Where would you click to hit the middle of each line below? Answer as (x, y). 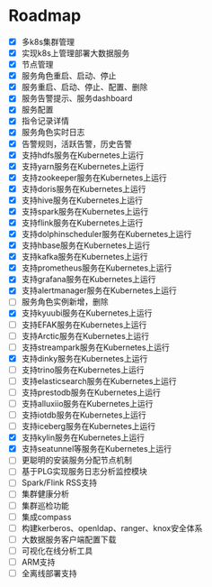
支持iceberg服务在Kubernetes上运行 (88, 426)
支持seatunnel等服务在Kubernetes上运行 (97, 449)
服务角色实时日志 (53, 133)
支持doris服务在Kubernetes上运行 (84, 188)
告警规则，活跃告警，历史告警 (76, 143)
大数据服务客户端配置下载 (69, 539)
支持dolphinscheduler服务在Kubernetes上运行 (106, 234)
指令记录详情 (45, 121)
